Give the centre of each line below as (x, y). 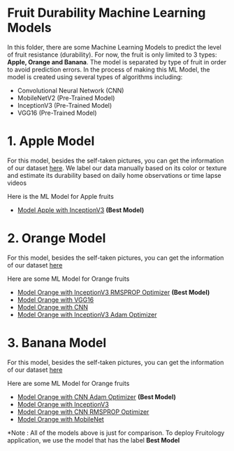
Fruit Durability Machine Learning (107, 13)
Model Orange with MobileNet (61, 419)
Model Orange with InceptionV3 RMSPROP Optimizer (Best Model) (114, 292)
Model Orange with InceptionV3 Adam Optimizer (87, 314)
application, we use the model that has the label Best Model (94, 440)
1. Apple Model (51, 141)
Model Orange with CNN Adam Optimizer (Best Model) (96, 396)
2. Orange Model (57, 238)
